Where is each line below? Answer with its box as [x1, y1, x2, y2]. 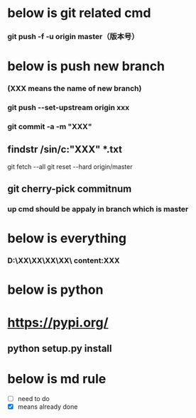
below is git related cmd [7, 5, 151, 21]
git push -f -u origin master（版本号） [7, 32, 139, 42]
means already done [17, 402, 78, 411]
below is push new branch [7, 58, 165, 75]
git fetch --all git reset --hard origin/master [7, 162, 133, 171]
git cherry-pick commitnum [7, 183, 132, 195]
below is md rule [7, 371, 107, 387]
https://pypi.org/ [7, 314, 109, 331]
